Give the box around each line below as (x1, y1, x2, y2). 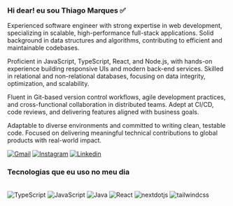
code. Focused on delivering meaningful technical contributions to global (7, 128, 218, 138)
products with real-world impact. (7, 136, 102, 145)
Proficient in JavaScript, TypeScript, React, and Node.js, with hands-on (7, 57, 213, 66)
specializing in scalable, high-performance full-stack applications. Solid (7, 29, 214, 37)
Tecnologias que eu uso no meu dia (7, 167, 130, 177)
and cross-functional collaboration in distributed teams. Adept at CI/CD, (7, 101, 214, 109)
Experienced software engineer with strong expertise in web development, (7, 22, 223, 30)
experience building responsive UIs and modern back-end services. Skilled (7, 65, 224, 73)
